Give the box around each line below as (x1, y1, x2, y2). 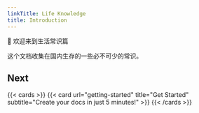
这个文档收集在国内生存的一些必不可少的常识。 (7, 52, 142, 60)
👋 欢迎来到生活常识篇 (7, 36, 69, 45)
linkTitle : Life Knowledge (7, 10, 86, 17)
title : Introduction (7, 17, 68, 24)
